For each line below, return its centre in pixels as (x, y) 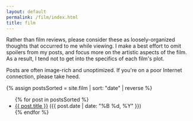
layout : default (26, 12)
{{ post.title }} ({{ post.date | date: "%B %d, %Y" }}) (78, 106)
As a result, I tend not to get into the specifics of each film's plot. (85, 59)
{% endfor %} (32, 112)
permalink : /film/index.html (42, 17)
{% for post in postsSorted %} (52, 100)
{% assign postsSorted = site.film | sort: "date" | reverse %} (79, 88)
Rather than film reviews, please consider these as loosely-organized (91, 40)
